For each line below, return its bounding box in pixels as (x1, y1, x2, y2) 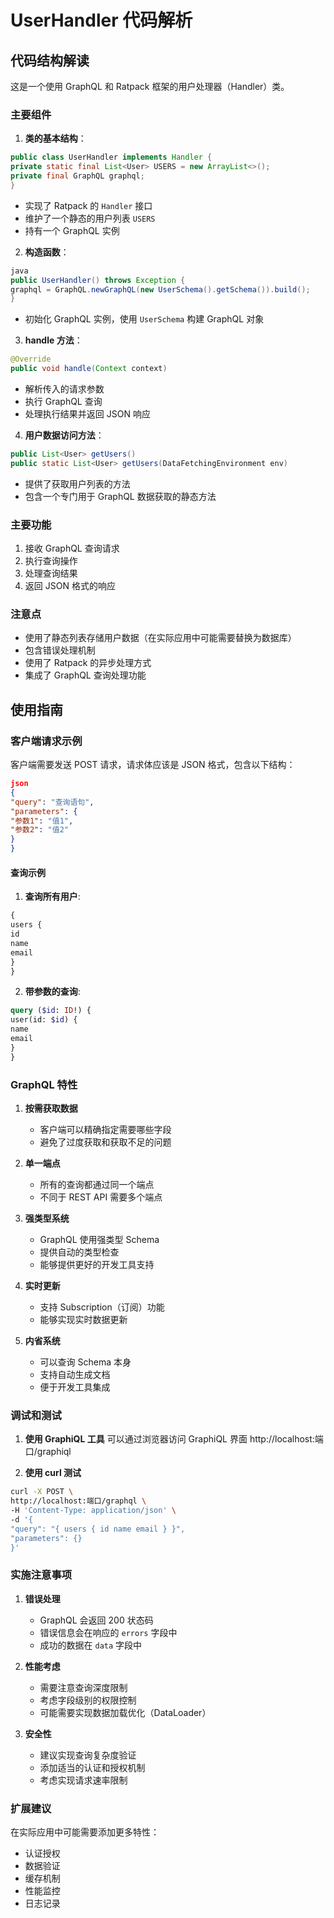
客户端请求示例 (10, 734, 83, 748)
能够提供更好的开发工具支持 (39, 1258, 155, 1270)
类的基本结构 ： (24, 132, 87, 145)
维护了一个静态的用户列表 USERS (24, 212, 156, 224)
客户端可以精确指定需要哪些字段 (39, 1123, 172, 1135)
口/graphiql (24, 1446, 72, 1458)
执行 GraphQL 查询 (24, 396, 103, 408)
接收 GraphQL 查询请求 (24, 542, 120, 555)
